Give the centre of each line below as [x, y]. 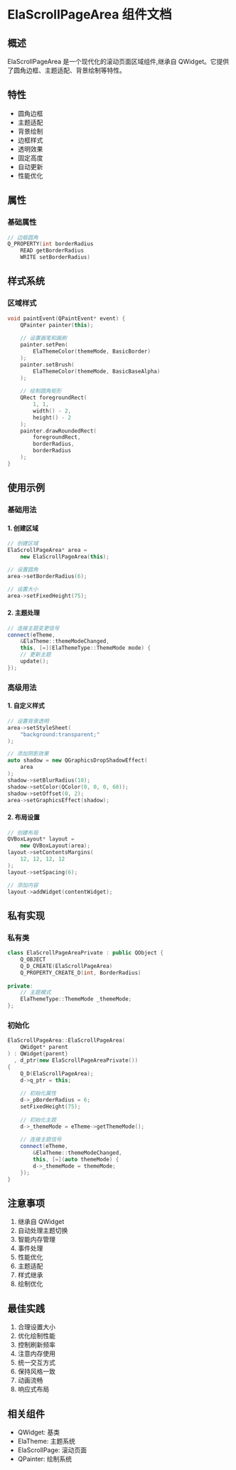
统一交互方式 [36, 1363]
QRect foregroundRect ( [54, 398]
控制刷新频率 [36, 1345]
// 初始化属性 [38, 1093]
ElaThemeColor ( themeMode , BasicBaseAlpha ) [97, 371]
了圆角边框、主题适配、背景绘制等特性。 [66, 70]
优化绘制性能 [36, 1336]
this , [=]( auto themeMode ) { [76, 1160]
